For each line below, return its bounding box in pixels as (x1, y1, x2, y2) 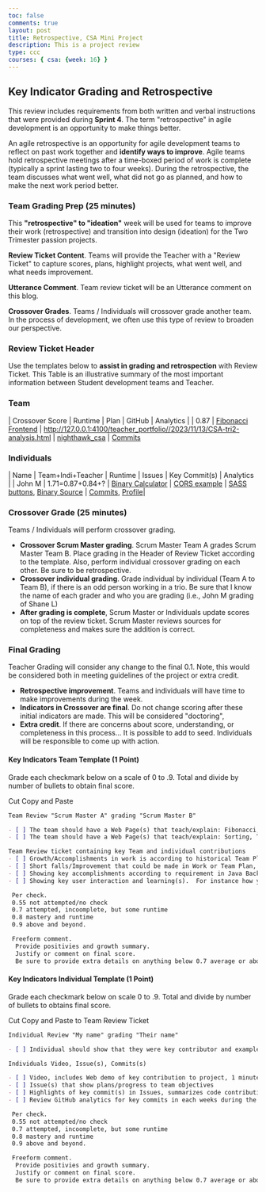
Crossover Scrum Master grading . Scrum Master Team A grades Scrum (19, 541, 256, 550)
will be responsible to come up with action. (19, 736, 160, 746)
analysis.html (8, 433, 51, 442)
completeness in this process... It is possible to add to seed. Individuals (19, 728, 253, 738)
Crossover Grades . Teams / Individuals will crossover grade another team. (8, 306, 252, 315)
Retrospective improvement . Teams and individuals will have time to (19, 686, 245, 696)
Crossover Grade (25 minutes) (8, 506, 127, 518)
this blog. (8, 291, 39, 300)
